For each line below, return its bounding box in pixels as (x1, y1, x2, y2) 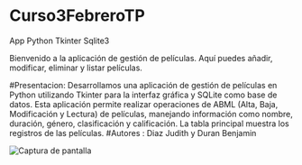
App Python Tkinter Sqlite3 (9, 35, 110, 46)
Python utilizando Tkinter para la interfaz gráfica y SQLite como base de (9, 89, 278, 100)
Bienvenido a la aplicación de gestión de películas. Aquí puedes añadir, (9, 52, 273, 63)
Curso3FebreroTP (9, 5, 146, 26)
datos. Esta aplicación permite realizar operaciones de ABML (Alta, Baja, (9, 98, 279, 109)
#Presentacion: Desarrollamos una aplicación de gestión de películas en (9, 79, 278, 90)
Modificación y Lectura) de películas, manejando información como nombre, (9, 108, 293, 119)
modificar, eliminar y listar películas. (9, 62, 142, 73)
